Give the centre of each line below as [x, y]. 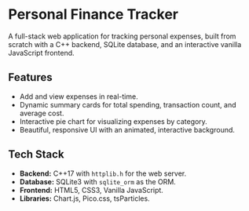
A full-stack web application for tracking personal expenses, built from [122, 36]
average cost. [42, 113]
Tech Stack [36, 155]
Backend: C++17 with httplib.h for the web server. [103, 173]
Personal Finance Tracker [93, 15]
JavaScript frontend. [41, 53]
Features [30, 77]
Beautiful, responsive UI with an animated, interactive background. [127, 129]
